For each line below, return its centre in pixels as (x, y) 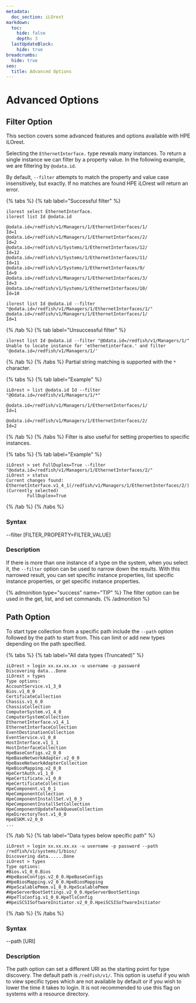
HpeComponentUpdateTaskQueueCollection (55, 809)
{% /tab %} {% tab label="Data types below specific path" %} (81, 835)
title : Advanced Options (42, 71)
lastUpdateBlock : (32, 44)
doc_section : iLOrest (38, 17)
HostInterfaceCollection (36, 748)
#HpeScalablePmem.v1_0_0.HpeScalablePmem (57, 887)
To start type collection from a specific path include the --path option (90, 631)
